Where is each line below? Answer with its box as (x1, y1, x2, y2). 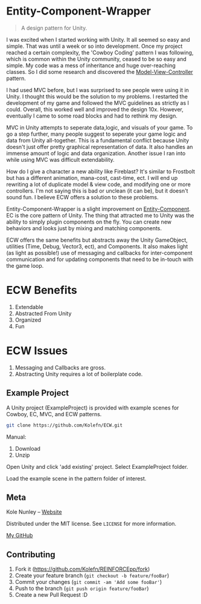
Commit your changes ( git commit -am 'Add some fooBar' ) (14, 579, 162, 586)
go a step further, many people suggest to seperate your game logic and (6, 130, 187, 138)
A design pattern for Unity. (21, 24, 88, 32)
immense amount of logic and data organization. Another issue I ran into (6, 150, 186, 157)
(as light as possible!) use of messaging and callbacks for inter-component (6, 249, 193, 256)
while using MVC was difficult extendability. (6, 156, 115, 163)
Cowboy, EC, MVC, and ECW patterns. (6, 410, 102, 417)
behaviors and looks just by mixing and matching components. (6, 224, 162, 231)
